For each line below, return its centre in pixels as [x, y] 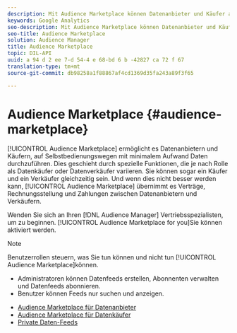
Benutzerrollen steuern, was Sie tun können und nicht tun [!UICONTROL [112, 257]
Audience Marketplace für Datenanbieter [77, 308]
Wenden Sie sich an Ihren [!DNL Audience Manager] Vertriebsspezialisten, [115, 215]
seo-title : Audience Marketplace [56, 34]
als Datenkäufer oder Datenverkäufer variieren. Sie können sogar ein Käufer [117, 171]
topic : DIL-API [30, 54]
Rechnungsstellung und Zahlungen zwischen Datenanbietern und [102, 194]
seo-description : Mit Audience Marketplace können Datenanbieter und [112, 27]
